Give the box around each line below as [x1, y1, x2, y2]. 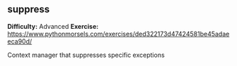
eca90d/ [7, 37, 33, 46]
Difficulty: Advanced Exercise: [7, 22, 99, 30]
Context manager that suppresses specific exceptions [7, 51, 165, 59]
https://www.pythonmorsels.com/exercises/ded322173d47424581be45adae [7, 29, 230, 38]
